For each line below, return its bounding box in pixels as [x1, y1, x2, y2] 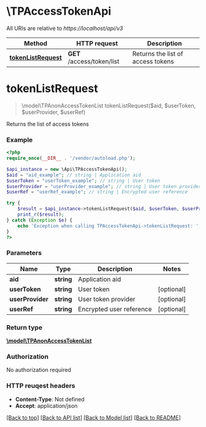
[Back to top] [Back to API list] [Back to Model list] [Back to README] [6, 414, 181, 421]
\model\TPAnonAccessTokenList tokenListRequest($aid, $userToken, [21, 102, 196, 109]
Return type [6, 323, 43, 331]
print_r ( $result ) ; [17, 211, 64, 218]
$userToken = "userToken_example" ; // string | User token [6, 178, 161, 184]
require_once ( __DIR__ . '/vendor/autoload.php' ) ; [6, 155, 136, 162]
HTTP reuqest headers [6, 382, 75, 390]
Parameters [6, 249, 42, 257]
